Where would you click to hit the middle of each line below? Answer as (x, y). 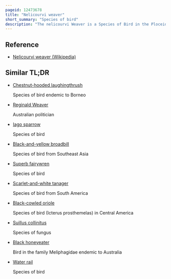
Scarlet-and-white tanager (40, 183)
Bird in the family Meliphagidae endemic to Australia (67, 252)
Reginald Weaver (30, 104)
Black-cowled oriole (34, 203)
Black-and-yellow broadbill (41, 144)
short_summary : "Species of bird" (42, 19)
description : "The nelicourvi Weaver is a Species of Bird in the (77, 24)
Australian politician (33, 114)
